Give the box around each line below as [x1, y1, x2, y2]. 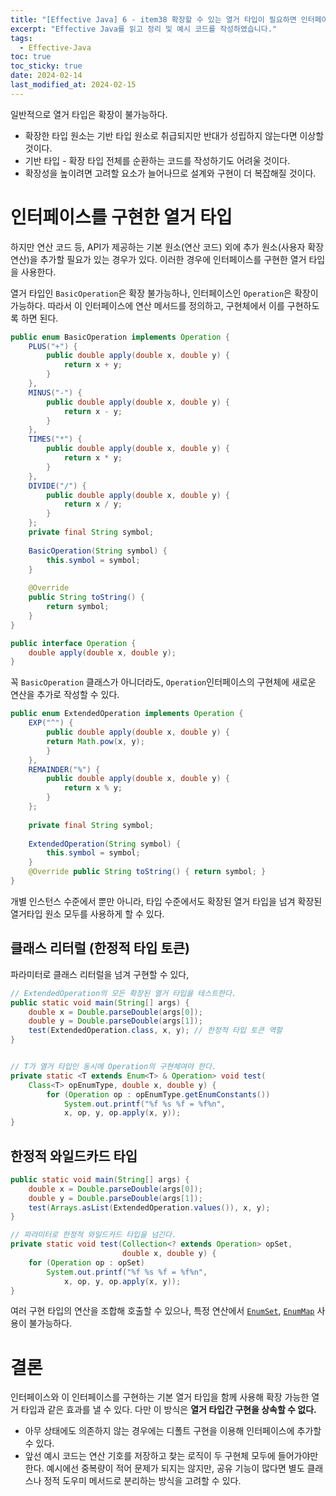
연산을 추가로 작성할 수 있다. [10, 689, 120, 701]
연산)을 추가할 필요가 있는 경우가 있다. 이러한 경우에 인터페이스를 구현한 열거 [10, 253, 307, 265]
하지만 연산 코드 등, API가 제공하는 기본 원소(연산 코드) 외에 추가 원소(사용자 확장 [10, 241, 325, 253]
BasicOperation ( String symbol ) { [28, 546, 168, 556]
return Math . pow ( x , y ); [46, 736, 145, 746]
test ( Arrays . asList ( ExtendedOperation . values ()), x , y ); [28, 1202, 271, 1213]
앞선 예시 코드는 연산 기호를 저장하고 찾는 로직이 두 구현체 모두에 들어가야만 [24, 1450, 319, 1462]
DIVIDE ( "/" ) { [28, 481, 87, 491]
